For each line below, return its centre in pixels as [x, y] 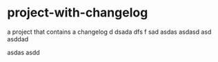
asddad [18, 39]
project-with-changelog [78, 13]
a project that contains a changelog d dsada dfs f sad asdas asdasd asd [109, 32]
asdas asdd [23, 52]
